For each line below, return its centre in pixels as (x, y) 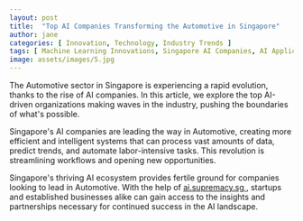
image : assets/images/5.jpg (62, 60)
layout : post (34, 18)
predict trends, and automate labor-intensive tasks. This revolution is (137, 151)
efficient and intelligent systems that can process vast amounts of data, (142, 141)
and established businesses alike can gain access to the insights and (138, 197)
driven (21, 104)
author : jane (34, 34)
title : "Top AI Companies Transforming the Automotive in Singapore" (145, 26)
